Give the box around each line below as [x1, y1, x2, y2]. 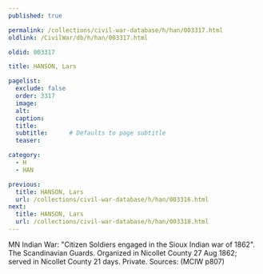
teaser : [15, 137, 42, 145]
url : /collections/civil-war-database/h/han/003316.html [15, 195, 209, 203]
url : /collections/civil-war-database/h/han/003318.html [15, 218, 209, 226]
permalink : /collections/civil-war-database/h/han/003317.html [8, 26, 224, 34]
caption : [15, 114, 45, 123]
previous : [8, 180, 42, 188]
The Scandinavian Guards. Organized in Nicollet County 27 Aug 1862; [8, 248, 237, 257]
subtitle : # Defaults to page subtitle [15, 129, 166, 137]
